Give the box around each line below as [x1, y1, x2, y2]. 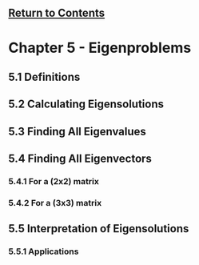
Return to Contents [8, 6, 105, 20]
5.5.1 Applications [8, 246, 79, 257]
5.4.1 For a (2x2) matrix [8, 176, 100, 187]
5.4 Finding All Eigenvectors [8, 152, 152, 166]
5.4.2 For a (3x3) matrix [8, 197, 102, 208]
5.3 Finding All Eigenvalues [8, 124, 146, 139]
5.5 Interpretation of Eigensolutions [8, 222, 189, 235]
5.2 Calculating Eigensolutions [8, 98, 165, 111]
